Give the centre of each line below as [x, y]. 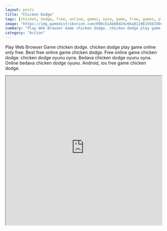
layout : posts [20, 10]
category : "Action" [25, 33]
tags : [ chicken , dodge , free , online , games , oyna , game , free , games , [81, 19]
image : [12, 24]
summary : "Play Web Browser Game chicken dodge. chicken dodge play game [83, 28]
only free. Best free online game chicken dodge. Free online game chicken [81, 52]
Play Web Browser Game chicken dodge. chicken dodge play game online [81, 47]
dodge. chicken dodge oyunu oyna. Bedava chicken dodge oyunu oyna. [79, 58]
